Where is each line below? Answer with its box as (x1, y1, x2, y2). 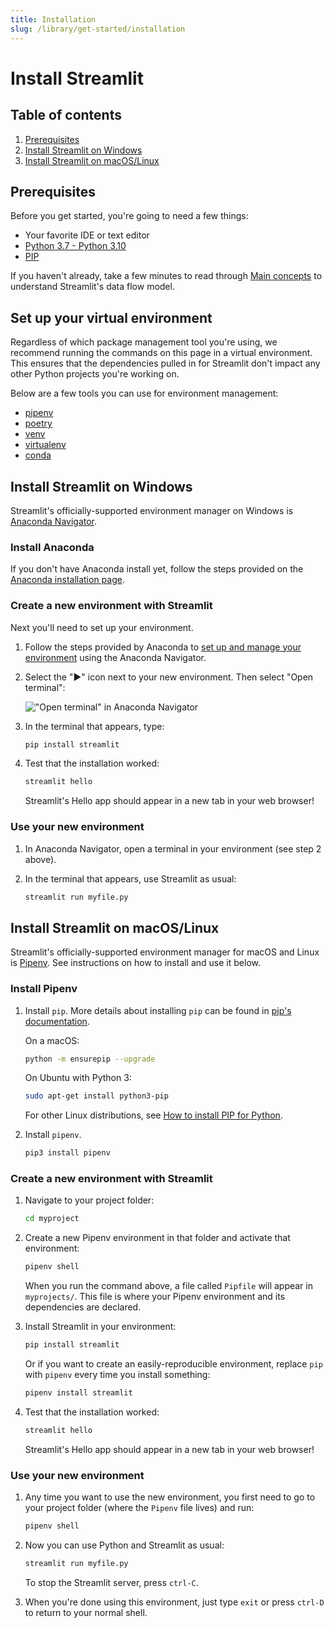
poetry (24, 417, 53, 430)
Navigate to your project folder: (24, 1194, 155, 1206)
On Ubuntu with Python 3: (24, 1072, 132, 1084)
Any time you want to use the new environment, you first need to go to (24, 1491, 316, 1503)
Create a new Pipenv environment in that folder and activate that (24, 1232, 291, 1244)
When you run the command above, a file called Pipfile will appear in (24, 1280, 313, 1292)
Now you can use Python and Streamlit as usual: (24, 1539, 225, 1551)
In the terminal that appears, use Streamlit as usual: (24, 872, 237, 885)
